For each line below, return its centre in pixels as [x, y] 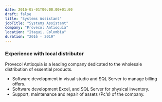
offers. [19, 84]
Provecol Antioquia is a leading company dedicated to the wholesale [73, 64]
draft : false [18, 14]
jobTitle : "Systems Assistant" [37, 23]
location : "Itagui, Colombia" [36, 32]
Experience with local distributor [45, 53]
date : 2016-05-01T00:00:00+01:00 [39, 9]
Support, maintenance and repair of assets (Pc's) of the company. [78, 94]
